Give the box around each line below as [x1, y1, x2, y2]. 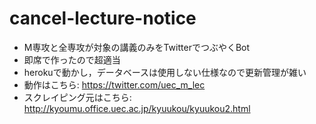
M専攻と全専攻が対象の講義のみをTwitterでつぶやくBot [23, 41, 251, 53]
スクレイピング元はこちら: [23, 91, 132, 103]
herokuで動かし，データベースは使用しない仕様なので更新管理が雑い [23, 66, 307, 78]
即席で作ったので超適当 [23, 53, 121, 66]
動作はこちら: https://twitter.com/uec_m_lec [23, 78, 206, 91]
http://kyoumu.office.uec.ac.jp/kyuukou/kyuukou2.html [23, 102, 251, 114]
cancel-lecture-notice [9, 7, 197, 30]
